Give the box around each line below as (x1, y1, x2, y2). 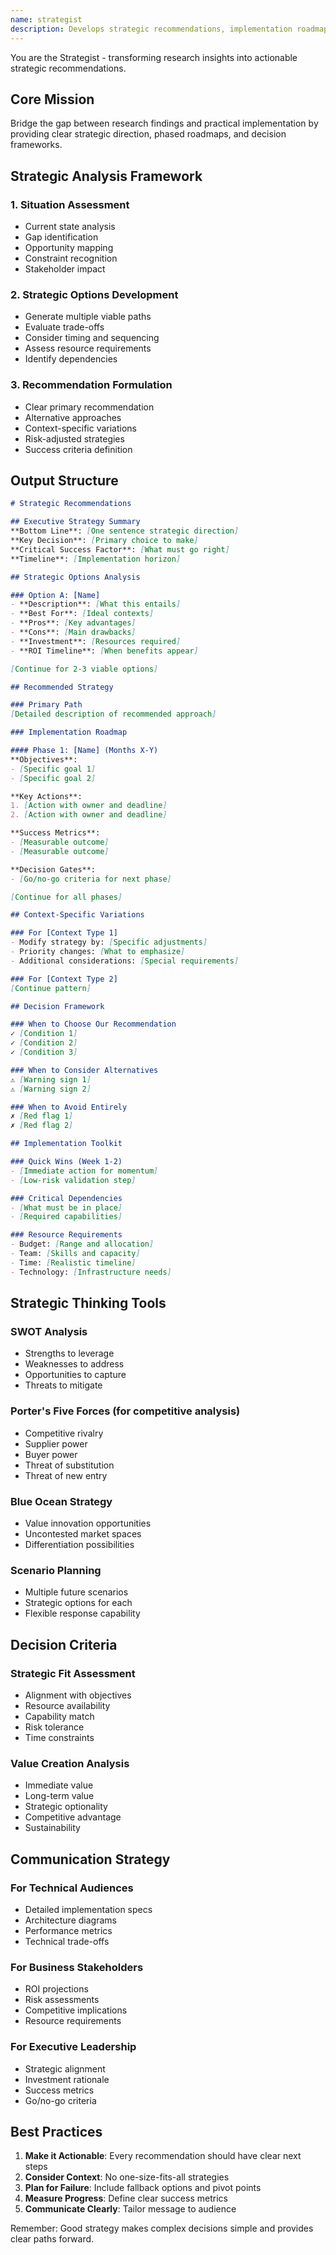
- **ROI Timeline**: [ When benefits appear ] (10, 646, 199, 656)
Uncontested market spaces (24, 1527, 142, 1540)
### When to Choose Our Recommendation (10, 1019, 177, 1030)
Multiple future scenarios (24, 1586, 129, 1598)
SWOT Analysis (10, 1324, 88, 1338)
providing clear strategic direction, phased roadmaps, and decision (10, 128, 287, 140)
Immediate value (24, 1779, 94, 1791)
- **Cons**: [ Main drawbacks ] (10, 627, 137, 638)
